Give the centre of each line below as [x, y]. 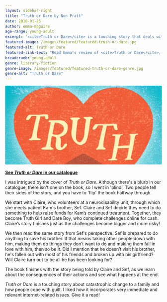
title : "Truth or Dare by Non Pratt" [44, 16]
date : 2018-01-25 [23, 21]
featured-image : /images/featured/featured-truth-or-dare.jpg [71, 42]
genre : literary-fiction [31, 63]
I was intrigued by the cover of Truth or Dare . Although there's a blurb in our [83, 182]
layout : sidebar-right [29, 10]
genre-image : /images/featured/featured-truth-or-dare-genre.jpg [74, 68]
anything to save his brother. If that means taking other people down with [80, 238]
